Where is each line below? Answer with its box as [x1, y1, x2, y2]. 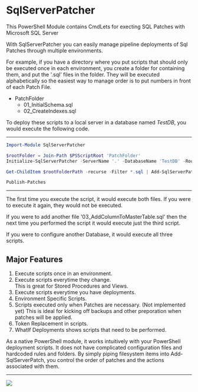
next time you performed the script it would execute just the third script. [6, 219, 181, 227]
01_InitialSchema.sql [23, 101, 73, 108]
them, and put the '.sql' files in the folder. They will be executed [6, 71, 160, 78]
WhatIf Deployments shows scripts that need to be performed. [14, 327, 167, 334]
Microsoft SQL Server [6, 29, 59, 36]
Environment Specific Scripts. [14, 295, 87, 302]
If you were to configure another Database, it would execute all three [6, 231, 173, 238]
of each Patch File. [6, 83, 52, 90]
